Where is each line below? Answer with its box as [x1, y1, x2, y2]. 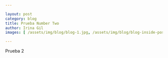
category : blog [5, 16, 37, 21]
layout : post [5, 11, 32, 16]
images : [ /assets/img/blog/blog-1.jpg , [5, 30, 91, 35]
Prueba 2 [5, 48, 24, 54]
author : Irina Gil [5, 25, 43, 30]
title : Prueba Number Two [5, 21, 59, 26]
